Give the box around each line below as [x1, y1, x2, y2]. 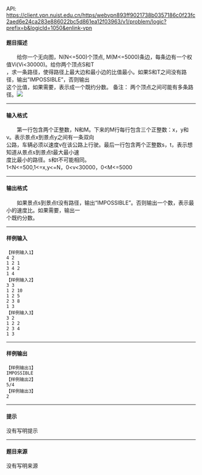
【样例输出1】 [6, 365, 36, 371]
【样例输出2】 [6, 377, 36, 383]
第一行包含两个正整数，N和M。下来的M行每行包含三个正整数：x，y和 [16, 126, 189, 133]
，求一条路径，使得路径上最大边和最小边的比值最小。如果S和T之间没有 [6, 69, 182, 76]
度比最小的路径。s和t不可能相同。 [6, 156, 90, 163]
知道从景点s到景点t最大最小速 [6, 149, 79, 156]
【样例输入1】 [6, 250, 36, 256]
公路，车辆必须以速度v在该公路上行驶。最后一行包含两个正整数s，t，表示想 [6, 141, 193, 148]
